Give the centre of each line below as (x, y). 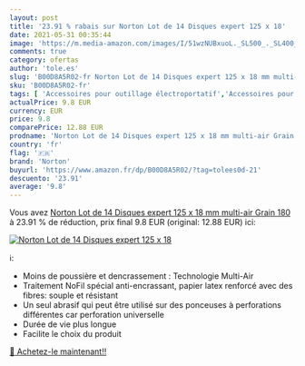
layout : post (34, 18)
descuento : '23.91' (46, 178)
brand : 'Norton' (40, 161)
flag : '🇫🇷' (32, 153)
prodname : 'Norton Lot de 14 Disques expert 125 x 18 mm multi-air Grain (152, 136)
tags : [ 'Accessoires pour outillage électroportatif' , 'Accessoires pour (152, 94)
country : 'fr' (36, 144)
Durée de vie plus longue (69, 324)
